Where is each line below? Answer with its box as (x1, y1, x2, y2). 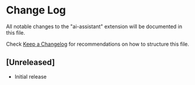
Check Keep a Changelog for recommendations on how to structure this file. (6, 40, 190, 47)
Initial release (14, 73, 47, 80)
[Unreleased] (6, 57, 55, 67)
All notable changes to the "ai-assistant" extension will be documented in (6, 23, 183, 30)
